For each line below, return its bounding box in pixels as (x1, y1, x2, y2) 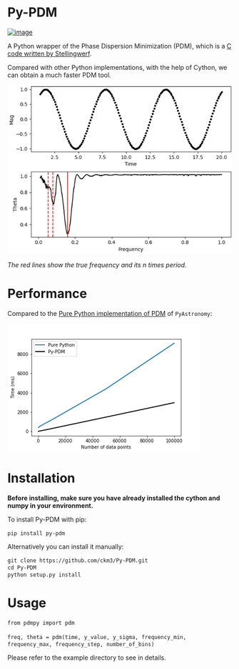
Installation (7, 470, 76, 486)
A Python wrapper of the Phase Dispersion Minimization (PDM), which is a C (7, 41, 232, 50)
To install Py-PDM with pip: (7, 515, 87, 524)
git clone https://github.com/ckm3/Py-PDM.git (7, 557, 148, 564)
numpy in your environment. (7, 501, 94, 510)
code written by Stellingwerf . (7, 49, 92, 58)
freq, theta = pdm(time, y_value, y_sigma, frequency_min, (7, 633, 187, 640)
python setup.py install (7, 571, 81, 578)
